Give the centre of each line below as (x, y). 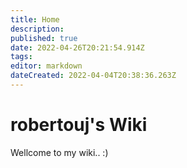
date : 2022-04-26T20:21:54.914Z (77, 47)
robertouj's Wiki (79, 125)
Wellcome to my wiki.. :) (59, 152)
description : (37, 29)
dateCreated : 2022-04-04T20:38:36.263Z (93, 76)
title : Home (35, 19)
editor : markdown (46, 66)
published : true (44, 38)
